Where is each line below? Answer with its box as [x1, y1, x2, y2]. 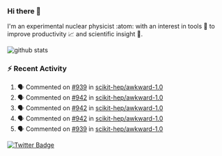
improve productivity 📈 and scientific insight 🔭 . [7, 30, 143, 38]
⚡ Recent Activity [7, 64, 68, 74]
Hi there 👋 [7, 6, 42, 16]
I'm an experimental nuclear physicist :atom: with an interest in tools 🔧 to [7, 22, 216, 31]
